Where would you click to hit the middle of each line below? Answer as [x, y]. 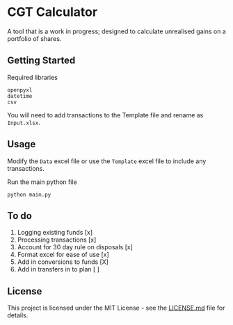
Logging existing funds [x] [55, 233]
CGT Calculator [53, 12]
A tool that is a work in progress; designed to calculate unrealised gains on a [116, 31]
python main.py [29, 194]
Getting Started [41, 61]
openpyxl [20, 90]
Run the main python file [42, 182]
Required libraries [32, 77]
